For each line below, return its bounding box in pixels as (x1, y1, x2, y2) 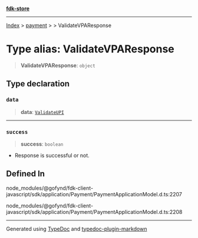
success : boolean (20, 140, 64, 148)
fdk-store (6, 5, 30, 12)
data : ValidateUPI (20, 108, 64, 115)
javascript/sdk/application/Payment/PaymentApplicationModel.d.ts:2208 (6, 208, 183, 215)
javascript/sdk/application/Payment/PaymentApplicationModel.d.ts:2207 (6, 190, 183, 197)
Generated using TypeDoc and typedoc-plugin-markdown (6, 225, 147, 232)
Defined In (6, 169, 45, 179)
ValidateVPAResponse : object (20, 62, 95, 69)
